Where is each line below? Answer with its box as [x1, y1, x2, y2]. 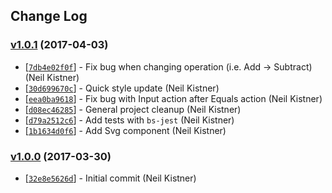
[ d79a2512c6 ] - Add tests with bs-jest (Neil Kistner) [24, 114, 235, 126]
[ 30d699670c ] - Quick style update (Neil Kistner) [24, 82, 220, 94]
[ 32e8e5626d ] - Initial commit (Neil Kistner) [24, 172, 197, 184]
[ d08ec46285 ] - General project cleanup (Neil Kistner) [24, 103, 242, 115]
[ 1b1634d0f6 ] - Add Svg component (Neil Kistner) [24, 124, 227, 136]
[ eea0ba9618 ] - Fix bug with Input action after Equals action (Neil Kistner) [24, 92, 323, 104]
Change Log [10, 8, 88, 25]
